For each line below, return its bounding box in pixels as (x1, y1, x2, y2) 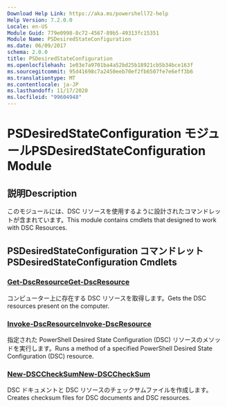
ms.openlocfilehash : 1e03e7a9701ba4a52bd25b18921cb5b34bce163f (7, 62, 194, 69)
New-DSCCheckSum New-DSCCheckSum (7, 369, 151, 379)
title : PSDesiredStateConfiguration (7, 55, 113, 62)
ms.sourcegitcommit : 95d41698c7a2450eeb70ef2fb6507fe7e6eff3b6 (7, 68, 194, 75)
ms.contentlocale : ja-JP (7, 81, 79, 88)
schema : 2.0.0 (7, 49, 48, 56)
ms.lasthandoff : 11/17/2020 (7, 87, 89, 94)
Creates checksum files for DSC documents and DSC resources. (7, 394, 191, 402)
